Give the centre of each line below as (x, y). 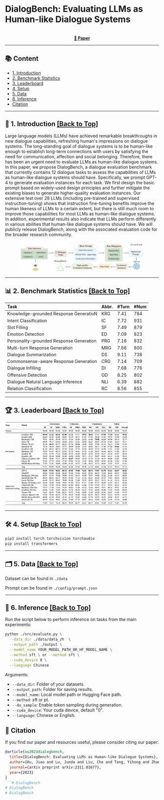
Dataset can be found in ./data (36, 578)
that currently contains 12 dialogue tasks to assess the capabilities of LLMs (81, 172)
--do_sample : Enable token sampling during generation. (67, 705)
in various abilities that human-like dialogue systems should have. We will (79, 224)
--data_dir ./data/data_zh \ (40, 639)
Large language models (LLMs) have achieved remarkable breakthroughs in (81, 136)
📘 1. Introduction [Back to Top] (52, 124)
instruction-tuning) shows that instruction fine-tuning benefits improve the (80, 203)
